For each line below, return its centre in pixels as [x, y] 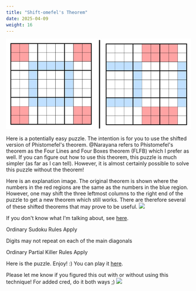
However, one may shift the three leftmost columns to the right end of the [95, 193]
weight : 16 [19, 25]
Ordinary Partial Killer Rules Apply [47, 252]
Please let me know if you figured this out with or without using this [87, 275]
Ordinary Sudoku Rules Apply [42, 229]
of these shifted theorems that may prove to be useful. [72, 207]
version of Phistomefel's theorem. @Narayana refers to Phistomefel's [90, 144]
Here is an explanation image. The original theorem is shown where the [92, 181]
